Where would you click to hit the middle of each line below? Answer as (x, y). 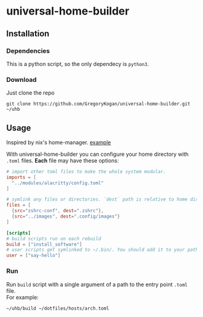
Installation (28, 34)
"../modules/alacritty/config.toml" (58, 183)
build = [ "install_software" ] (44, 244)
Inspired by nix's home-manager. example (59, 142)
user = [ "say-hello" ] (34, 256)
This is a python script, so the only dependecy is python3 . (78, 64)
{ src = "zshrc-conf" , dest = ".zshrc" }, (58, 211)
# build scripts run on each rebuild (54, 239)
